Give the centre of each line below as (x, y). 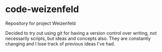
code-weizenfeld (42, 9)
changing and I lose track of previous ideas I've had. (60, 43)
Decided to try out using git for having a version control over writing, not (81, 33)
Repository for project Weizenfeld (40, 23)
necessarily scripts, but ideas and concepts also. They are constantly (78, 38)
